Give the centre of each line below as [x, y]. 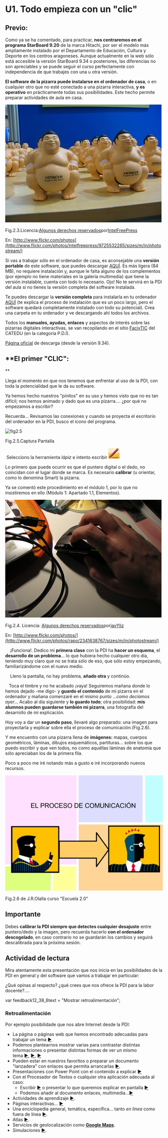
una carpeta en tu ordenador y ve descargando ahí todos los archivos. [77, 313]
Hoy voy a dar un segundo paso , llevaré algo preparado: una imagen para [81, 722]
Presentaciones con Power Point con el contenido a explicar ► [77, 1071]
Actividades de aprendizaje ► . [44, 1098]
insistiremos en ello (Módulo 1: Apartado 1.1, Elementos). [63, 493]
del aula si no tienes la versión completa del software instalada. [70, 287]
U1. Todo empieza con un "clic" [71, 9]
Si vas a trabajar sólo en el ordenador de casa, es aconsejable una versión [82, 260]
